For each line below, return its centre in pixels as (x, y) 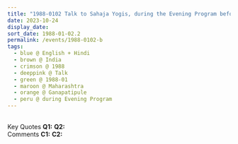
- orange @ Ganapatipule (50, 92)
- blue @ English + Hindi (52, 54)
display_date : (28, 27)
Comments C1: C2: (35, 134)
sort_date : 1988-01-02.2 (44, 34)
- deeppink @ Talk (41, 73)
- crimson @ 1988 (39, 66)
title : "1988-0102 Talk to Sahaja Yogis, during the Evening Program (112, 14)
